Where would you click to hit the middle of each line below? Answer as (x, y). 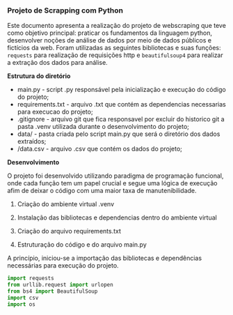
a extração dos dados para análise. (57, 63)
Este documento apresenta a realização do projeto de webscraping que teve (116, 26)
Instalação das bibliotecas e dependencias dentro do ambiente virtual (117, 217)
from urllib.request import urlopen (60, 285)
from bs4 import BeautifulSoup (53, 291)
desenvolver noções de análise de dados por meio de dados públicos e (110, 40)
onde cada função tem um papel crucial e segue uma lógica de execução (112, 183)
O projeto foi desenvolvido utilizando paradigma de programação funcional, (115, 176)
